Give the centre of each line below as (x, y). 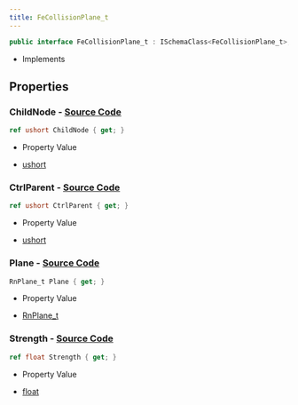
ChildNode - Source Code (66, 112)
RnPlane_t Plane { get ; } (57, 282)
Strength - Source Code (61, 338)
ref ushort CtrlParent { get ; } (69, 206)
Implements (43, 59)
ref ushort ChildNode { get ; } (67, 131)
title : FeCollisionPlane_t (59, 17)
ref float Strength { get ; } (63, 357)
